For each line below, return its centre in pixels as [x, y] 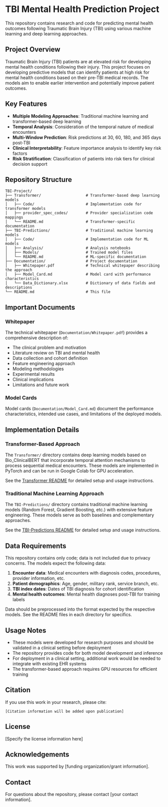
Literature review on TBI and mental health [56, 353]
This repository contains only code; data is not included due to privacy [78, 558]
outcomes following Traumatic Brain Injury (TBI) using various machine [78, 28]
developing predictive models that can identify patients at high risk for [77, 72]
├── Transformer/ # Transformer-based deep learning [82, 196]
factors [20, 153]
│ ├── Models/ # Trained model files [69, 252]
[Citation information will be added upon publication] [64, 711]
